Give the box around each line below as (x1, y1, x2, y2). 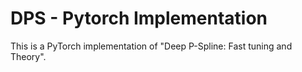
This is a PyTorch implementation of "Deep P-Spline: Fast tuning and (10, 40, 293, 52)
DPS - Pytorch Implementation (10, 7, 268, 30)
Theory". (10, 50, 47, 62)
